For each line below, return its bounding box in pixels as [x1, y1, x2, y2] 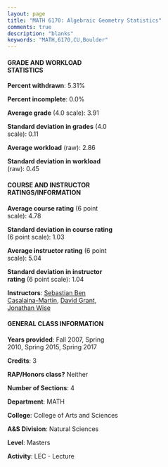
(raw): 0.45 [7, 165, 40, 173]
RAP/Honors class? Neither [7, 370, 89, 378]
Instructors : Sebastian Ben [7, 288, 86, 297]
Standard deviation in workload [7, 157, 101, 166]
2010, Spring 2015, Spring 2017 [7, 342, 97, 351]
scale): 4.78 [7, 211, 41, 220]
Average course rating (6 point [7, 204, 98, 212]
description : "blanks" [7, 30, 74, 37]
